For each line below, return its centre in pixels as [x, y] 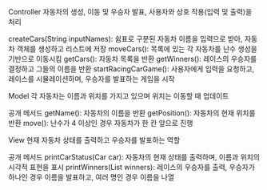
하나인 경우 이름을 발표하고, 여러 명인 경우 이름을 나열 [91, 177]
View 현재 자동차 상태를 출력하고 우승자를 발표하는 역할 [94, 140]
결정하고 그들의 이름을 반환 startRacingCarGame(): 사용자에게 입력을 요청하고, [132, 69]
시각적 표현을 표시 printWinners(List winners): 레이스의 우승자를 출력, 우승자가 [132, 167]
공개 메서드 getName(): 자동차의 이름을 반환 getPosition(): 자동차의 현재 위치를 [132, 113]
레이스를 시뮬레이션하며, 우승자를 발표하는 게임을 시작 [92, 79]
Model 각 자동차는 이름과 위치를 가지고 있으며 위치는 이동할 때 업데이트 [119, 96]
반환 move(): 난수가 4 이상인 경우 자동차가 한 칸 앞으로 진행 [101, 123]
